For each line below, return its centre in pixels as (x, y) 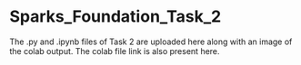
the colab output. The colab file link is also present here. (115, 51)
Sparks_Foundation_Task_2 (115, 17)
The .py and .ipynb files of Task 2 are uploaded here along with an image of (151, 42)
